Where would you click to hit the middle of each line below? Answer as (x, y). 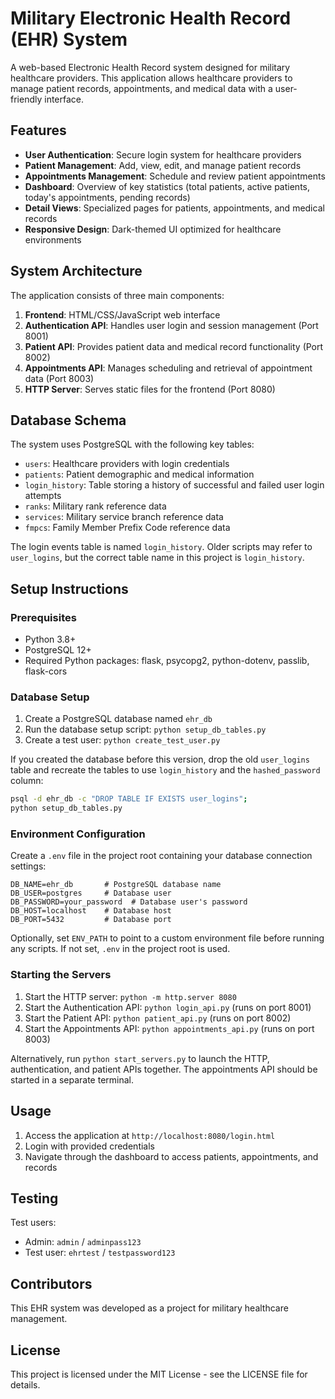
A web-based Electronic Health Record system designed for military (150, 67)
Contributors (51, 1283)
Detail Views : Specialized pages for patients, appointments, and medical (174, 208)
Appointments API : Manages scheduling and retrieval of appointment (168, 368)
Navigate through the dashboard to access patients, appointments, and (171, 1156)
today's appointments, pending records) (107, 197)
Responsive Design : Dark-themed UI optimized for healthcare (153, 229)
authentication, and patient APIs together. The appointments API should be (164, 1069)
